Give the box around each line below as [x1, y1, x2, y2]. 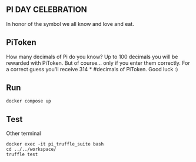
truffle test [6, 151, 38, 158]
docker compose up [6, 98, 51, 104]
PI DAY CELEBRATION [6, 5, 87, 15]
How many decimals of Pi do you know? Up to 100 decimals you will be [6, 53, 178, 60]
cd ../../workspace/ [6, 147, 57, 153]
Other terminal [6, 130, 41, 137]
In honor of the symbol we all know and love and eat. [6, 20, 134, 27]
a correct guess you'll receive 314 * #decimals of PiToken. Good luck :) [6, 65, 178, 72]
